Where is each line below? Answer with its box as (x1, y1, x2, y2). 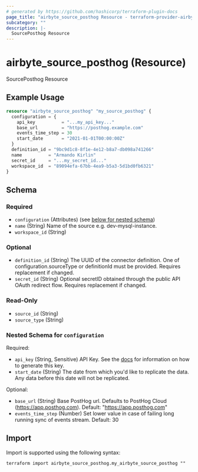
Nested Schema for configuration (6, 331, 104, 339)
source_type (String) (14, 316, 64, 323)
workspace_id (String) (14, 228, 67, 236)
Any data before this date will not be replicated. (14, 374, 130, 381)
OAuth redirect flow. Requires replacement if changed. (14, 281, 147, 289)
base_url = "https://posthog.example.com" (16, 124, 144, 130)
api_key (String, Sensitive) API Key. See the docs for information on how (14, 355, 190, 363)
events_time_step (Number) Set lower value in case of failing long (14, 409, 174, 417)
